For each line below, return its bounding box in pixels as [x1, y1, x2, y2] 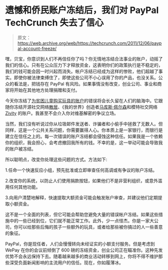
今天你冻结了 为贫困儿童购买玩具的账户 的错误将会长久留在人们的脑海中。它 [5, 97, 158, 103]
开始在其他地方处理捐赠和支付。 [13, 87, 80, 93]
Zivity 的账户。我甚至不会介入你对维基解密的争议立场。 [5, 110, 119, 116]
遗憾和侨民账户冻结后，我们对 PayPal [5, 4, 159, 16]
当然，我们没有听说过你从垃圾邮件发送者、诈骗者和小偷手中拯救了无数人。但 [5, 120, 163, 126]
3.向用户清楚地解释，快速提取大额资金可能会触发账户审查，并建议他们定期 [5, 194, 158, 200]
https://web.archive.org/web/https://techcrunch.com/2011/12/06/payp [17, 40, 162, 46]
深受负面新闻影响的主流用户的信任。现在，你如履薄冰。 [9, 259, 123, 265]
